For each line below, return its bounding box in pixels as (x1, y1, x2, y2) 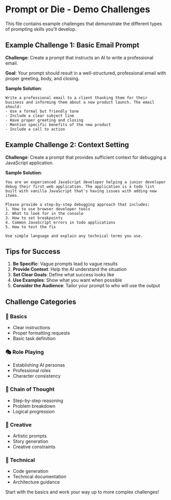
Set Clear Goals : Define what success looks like (12, 272, 114, 278)
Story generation (12, 438, 49, 444)
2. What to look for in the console (5, 211, 83, 216)
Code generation (12, 468, 49, 474)
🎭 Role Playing (5, 348, 44, 355)
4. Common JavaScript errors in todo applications (5, 219, 116, 225)
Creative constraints (12, 444, 56, 450)
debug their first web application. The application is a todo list (5, 184, 155, 189)
